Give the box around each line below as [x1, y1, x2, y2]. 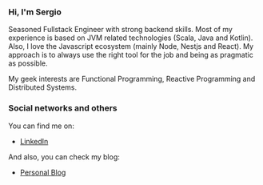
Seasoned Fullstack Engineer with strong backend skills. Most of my [8, 25, 233, 34]
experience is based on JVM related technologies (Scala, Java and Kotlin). [8, 33, 253, 42]
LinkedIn [19, 136, 49, 146]
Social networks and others [8, 103, 118, 114]
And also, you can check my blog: [8, 151, 120, 162]
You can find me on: [8, 121, 74, 131]
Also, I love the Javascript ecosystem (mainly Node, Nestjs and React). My [8, 42, 254, 51]
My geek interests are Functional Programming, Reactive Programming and [8, 74, 256, 84]
